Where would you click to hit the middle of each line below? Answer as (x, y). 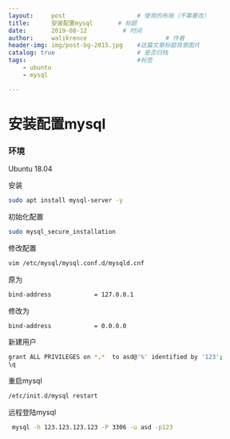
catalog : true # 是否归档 (88, 53)
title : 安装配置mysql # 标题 (73, 23)
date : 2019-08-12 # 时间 (75, 30)
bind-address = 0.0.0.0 (67, 326)
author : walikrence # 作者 (97, 38)
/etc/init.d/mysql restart (53, 396)
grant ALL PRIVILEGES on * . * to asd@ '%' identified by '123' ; (116, 357)
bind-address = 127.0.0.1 (71, 295)
